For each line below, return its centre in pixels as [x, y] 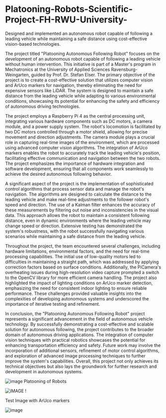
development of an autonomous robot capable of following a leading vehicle [83, 59]
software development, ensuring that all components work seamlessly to [79, 169]
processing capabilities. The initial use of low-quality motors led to [73, 256]
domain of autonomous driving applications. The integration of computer [79, 335]
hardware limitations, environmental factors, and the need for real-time [77, 251]
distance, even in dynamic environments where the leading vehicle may [78, 220]
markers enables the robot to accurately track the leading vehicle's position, [83, 153]
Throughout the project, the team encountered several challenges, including [83, 246]
